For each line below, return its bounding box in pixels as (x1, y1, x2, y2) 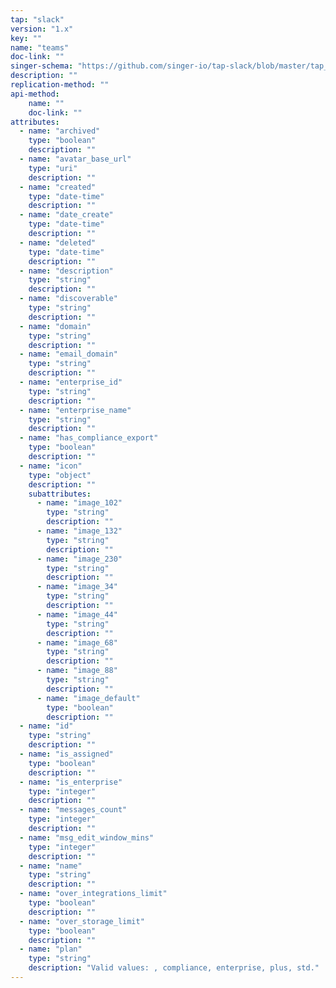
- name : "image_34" (36, 582, 118, 592)
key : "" (10, 33, 43, 43)
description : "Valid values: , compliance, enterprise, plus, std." (28, 963, 320, 973)
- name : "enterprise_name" (19, 405, 132, 415)
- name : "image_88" (36, 666, 118, 676)
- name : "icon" (19, 461, 83, 471)
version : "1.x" (10, 24, 74, 34)
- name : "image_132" (36, 526, 123, 536)
